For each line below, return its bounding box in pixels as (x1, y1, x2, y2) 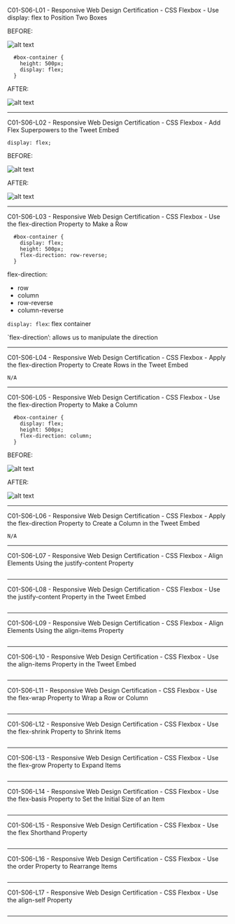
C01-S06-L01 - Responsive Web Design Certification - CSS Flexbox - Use (7, 6, 219, 14)
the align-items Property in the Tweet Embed (7, 660, 136, 668)
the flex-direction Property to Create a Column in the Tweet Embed (7, 519, 201, 527)
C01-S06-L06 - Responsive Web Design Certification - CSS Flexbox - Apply (7, 512, 226, 520)
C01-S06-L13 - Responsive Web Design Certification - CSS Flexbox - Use (7, 754, 219, 762)
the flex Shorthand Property (7, 829, 87, 836)
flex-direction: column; (20, 433, 92, 440)
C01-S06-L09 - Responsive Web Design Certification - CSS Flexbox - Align (7, 619, 224, 627)
